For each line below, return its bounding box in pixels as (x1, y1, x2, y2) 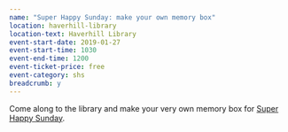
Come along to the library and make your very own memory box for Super (9, 103, 279, 113)
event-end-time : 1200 (9, 54, 90, 63)
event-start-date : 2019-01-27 (9, 37, 121, 47)
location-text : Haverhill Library (9, 29, 137, 38)
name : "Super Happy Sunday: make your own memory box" (9, 12, 216, 22)
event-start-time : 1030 (9, 46, 97, 55)
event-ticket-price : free (9, 63, 105, 72)
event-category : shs (9, 71, 86, 80)
